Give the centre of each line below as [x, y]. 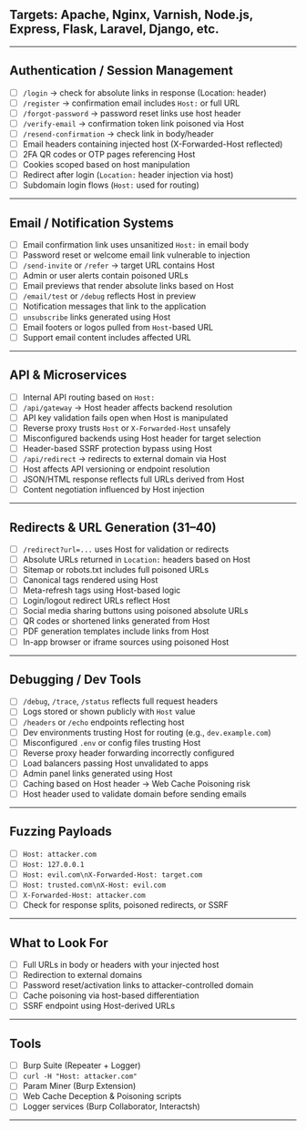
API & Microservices [68, 376]
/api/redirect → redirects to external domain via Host [124, 458]
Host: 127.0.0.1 [53, 864]
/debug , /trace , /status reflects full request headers [120, 701]
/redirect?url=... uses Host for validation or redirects [126, 549]
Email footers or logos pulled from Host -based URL [118, 327]
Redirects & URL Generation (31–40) [113, 527]
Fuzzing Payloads [61, 832]
